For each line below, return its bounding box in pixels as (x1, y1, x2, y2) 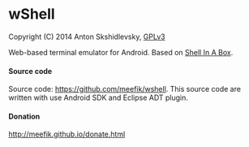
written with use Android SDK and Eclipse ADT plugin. (8, 93, 189, 102)
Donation (8, 111, 41, 121)
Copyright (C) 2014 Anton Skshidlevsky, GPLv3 (8, 32, 165, 41)
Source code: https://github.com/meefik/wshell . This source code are (8, 84, 242, 94)
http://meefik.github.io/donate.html (8, 129, 126, 139)
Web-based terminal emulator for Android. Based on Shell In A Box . (8, 47, 234, 57)
